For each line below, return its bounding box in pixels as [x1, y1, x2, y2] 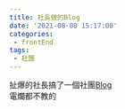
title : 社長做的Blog [9, 12, 80, 22]
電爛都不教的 [9, 90, 56, 101]
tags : [9, 46, 29, 55]
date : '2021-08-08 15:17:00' [9, 21, 118, 30]
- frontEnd [12, 37, 54, 47]
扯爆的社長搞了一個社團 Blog [9, 80, 112, 90]
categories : [9, 29, 54, 38]
